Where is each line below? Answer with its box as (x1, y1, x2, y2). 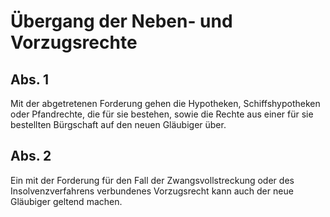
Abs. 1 (10, 71, 50, 88)
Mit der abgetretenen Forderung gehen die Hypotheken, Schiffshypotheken (10, 98, 321, 109)
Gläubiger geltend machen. (10, 195, 123, 207)
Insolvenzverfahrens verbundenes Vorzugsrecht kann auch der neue (10, 185, 294, 197)
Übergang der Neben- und (10, 10, 233, 33)
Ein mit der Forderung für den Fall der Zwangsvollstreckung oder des (10, 174, 295, 186)
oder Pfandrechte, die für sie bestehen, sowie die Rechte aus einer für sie (10, 108, 314, 120)
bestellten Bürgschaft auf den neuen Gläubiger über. (10, 119, 227, 130)
